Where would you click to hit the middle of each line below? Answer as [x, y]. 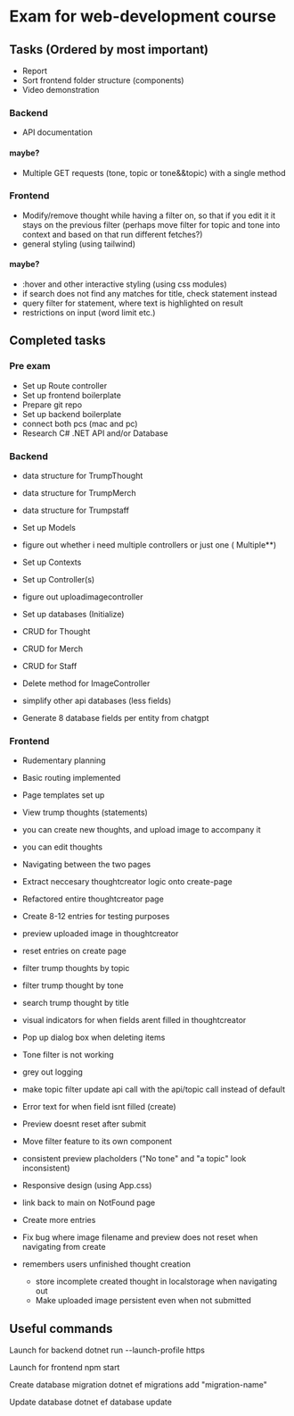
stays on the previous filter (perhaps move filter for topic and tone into [151, 224]
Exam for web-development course [143, 17]
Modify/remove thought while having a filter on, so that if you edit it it [149, 215]
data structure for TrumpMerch [79, 492]
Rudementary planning [64, 760]
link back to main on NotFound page [89, 1202]
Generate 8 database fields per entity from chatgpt [115, 717]
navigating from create [64, 1247]
